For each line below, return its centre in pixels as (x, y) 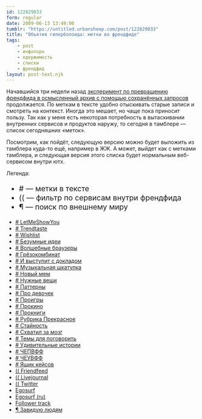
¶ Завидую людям (39, 410)
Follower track (33, 403)
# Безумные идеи (38, 242)
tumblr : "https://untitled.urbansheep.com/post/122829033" (82, 29)
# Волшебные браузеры (46, 248)
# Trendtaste (31, 228)
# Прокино (29, 306)
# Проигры (29, 300)
